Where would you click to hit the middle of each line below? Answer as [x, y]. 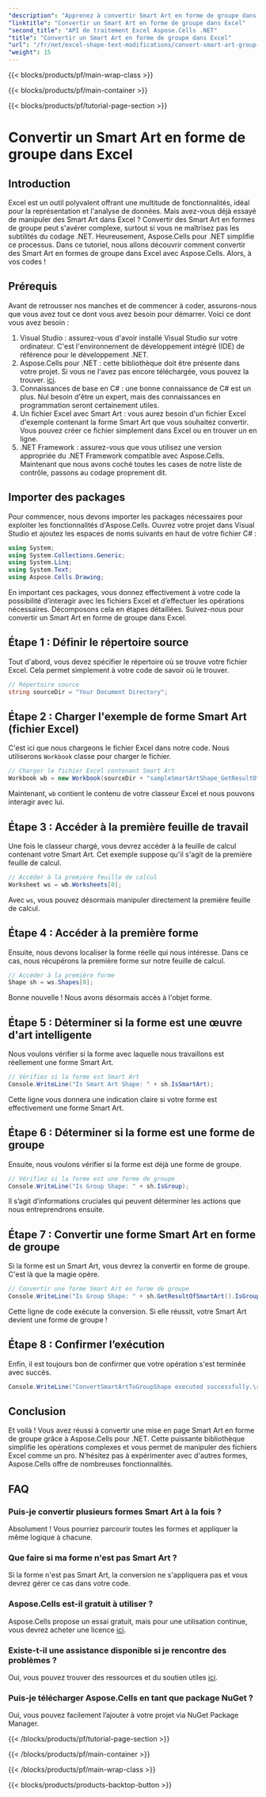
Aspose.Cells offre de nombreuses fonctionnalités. [91, 1464]
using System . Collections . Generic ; [67, 555]
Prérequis [33, 286]
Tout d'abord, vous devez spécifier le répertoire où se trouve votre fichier [128, 662]
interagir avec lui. [36, 802]
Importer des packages [67, 497]
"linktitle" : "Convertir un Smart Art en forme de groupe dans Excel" [127, 23]
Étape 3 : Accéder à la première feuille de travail [128, 827]
